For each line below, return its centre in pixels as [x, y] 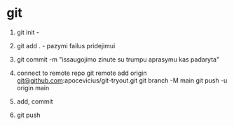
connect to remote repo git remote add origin [82, 73]
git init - [28, 32]
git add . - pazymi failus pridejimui [66, 45]
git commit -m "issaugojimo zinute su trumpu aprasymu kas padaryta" [118, 59]
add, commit [35, 101]
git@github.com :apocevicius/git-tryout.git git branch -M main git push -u [122, 80]
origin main [33, 87]
